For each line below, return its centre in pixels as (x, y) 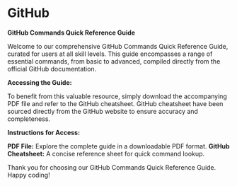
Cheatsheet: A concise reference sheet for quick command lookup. (106, 153)
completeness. (29, 119)
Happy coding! (29, 175)
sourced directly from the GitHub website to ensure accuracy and (103, 111)
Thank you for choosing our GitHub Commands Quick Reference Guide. (112, 167)
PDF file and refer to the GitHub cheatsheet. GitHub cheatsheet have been (115, 103)
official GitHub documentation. (52, 69)
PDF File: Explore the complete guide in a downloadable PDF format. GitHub (118, 146)
